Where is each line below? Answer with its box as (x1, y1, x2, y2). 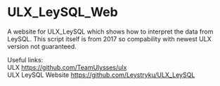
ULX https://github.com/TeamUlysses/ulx (7, 63, 127, 71)
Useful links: (7, 55, 44, 64)
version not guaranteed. (7, 42, 77, 50)
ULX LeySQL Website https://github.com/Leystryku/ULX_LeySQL (7, 71, 195, 79)
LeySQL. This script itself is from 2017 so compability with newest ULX (7, 34, 212, 43)
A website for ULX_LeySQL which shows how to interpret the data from (7, 27, 214, 36)
